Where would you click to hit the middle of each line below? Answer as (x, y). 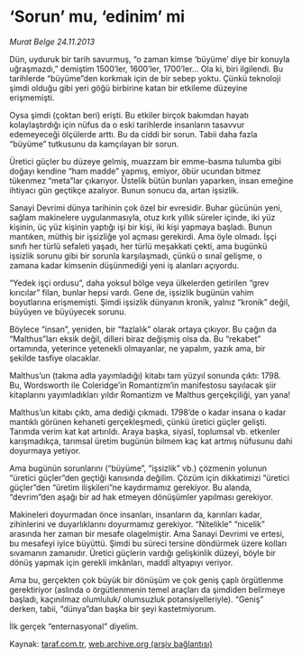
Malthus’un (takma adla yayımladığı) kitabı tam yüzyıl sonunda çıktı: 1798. (145, 375)
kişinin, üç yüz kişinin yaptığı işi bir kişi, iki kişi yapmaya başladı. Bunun (141, 227)
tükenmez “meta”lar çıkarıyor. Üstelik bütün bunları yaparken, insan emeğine (151, 180)
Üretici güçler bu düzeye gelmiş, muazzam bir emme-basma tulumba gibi (146, 161)
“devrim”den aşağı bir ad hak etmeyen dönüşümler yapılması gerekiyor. (141, 497)
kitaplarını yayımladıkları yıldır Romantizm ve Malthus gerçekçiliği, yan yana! (150, 394)
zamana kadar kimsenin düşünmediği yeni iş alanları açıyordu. (124, 265)
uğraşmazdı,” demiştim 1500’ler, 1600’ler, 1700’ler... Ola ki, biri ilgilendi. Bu (146, 69)
